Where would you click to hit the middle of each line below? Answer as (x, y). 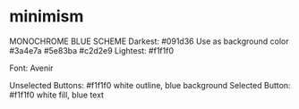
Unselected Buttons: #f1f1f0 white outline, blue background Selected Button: (150, 85)
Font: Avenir (31, 68)
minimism (47, 17)
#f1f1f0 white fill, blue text (57, 95)
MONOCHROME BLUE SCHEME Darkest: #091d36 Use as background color (149, 41)
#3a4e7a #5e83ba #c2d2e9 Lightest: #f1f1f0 (92, 50)
